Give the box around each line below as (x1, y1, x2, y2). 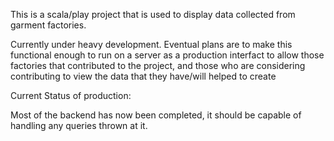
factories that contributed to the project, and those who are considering (10, 60, 306, 71)
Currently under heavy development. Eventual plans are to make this (10, 39, 293, 50)
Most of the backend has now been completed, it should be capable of (10, 109, 302, 121)
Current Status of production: (10, 90, 132, 101)
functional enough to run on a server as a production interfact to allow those (10, 49, 325, 61)
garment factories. (10, 19, 87, 31)
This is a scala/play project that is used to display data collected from (10, 9, 296, 20)
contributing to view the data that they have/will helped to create (10, 70, 277, 82)
